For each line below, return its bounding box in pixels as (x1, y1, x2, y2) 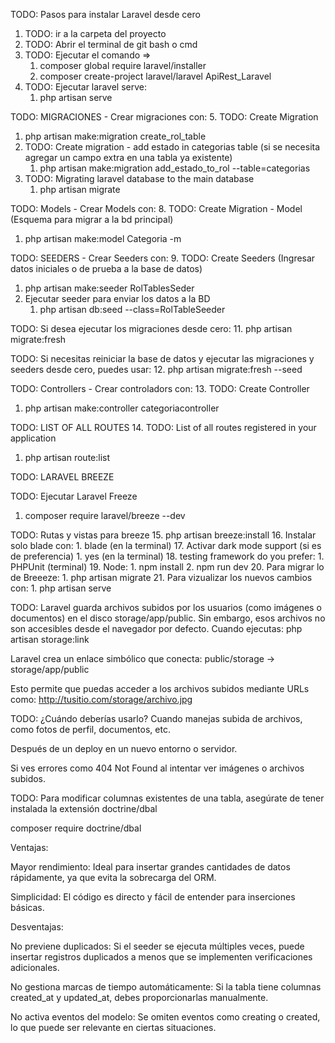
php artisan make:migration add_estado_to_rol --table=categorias (39, 162, 311, 174)
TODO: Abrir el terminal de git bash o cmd (24, 39, 198, 50)
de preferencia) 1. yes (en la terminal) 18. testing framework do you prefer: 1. (10, 550, 325, 562)
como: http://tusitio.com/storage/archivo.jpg (10, 694, 193, 705)
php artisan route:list (24, 452, 111, 463)
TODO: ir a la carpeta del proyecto (24, 28, 167, 39)
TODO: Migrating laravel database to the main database (24, 173, 255, 184)
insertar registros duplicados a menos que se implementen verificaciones (10, 951, 313, 963)
